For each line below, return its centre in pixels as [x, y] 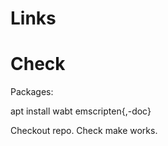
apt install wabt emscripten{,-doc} [81, 111]
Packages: [32, 92]
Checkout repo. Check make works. [84, 131]
